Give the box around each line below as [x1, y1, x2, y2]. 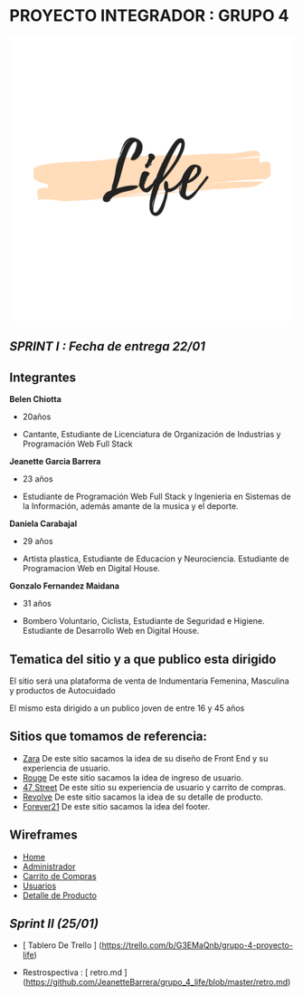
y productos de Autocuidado [9, 685, 116, 695]
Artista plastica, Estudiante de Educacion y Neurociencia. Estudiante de [22, 553, 289, 564]
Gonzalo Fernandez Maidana [9, 580, 120, 591]
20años [22, 411, 52, 422]
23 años [22, 474, 53, 484]
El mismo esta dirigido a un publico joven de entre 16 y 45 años [9, 703, 245, 713]
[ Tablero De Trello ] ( [22, 940, 102, 951]
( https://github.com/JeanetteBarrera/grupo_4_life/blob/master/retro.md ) [22, 977, 291, 988]
